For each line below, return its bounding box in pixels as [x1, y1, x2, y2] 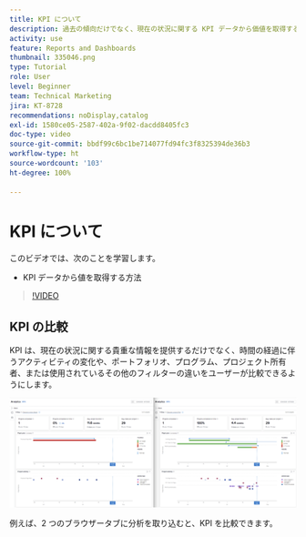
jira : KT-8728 [9, 101, 64, 110]
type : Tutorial [9, 63, 67, 72]
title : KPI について [9, 15, 82, 24]
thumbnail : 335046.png [9, 53, 96, 63]
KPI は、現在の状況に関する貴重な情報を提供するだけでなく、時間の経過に [9, 345, 289, 356]
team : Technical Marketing [9, 91, 112, 100]
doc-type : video [9, 130, 71, 139]
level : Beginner [9, 82, 71, 91]
